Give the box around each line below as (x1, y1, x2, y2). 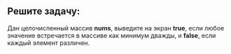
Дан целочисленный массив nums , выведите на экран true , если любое (7, 24, 225, 32)
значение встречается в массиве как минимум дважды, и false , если (7, 31, 216, 39)
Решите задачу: (7, 6, 80, 17)
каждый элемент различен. (7, 38, 90, 47)
